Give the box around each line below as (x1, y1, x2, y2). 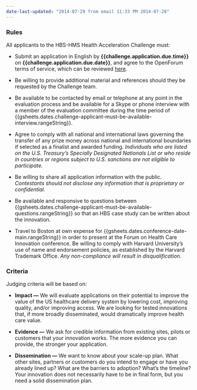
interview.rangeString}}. (14, 119, 73, 126)
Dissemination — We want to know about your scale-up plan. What (14, 352, 179, 359)
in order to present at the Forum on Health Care (62, 234, 178, 241)
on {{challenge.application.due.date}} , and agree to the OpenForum (14, 59, 183, 66)
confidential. (14, 186, 46, 193)
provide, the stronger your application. (14, 341, 108, 348)
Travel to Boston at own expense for (14, 227, 103, 234)
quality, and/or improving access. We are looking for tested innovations (14, 304, 188, 312)
